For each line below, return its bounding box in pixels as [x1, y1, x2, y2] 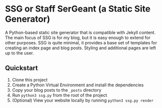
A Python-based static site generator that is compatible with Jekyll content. [5, 29, 156, 35]
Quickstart [5, 64, 38, 72]
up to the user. [5, 50, 34, 56]
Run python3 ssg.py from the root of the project [12, 92, 108, 98]
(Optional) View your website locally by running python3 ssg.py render [12, 97, 154, 103]
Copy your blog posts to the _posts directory [12, 87, 101, 93]
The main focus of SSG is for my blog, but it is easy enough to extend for [5, 35, 151, 40]
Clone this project [12, 77, 48, 82]
